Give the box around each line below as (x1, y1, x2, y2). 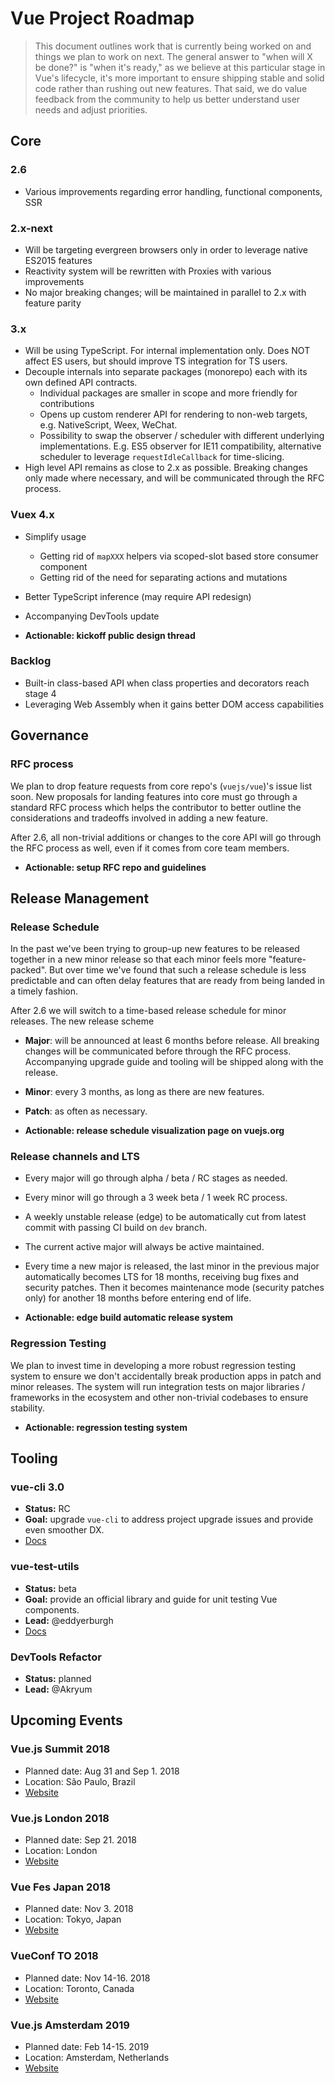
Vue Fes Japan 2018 (10, 1880, 112, 1894)
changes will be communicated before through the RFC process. (24, 1045, 292, 1057)
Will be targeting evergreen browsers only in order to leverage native (24, 243, 309, 256)
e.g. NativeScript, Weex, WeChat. (39, 419, 178, 431)
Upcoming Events (10, 1712, 123, 1729)
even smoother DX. (24, 1524, 105, 1536)
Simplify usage (24, 530, 87, 542)
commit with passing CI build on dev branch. (24, 1222, 208, 1234)
